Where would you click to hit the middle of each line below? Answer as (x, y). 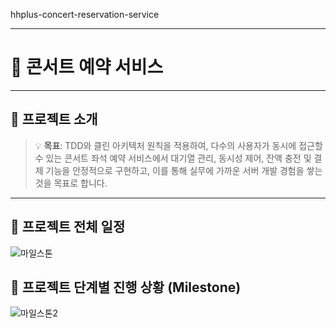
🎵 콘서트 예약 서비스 (87, 67)
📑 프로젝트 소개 (54, 119)
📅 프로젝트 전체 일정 (68, 227)
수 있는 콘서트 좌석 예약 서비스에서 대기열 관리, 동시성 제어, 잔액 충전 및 (173, 158)
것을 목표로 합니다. (71, 183)
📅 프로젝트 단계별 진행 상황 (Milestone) (126, 287)
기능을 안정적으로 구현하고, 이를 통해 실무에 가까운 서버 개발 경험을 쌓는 (184, 170)
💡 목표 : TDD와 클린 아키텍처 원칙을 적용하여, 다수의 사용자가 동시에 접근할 (178, 145)
